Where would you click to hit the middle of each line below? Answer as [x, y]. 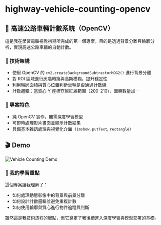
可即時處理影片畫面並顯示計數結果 [46, 123]
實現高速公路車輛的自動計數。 [43, 47]
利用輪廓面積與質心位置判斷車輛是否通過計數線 [59, 85]
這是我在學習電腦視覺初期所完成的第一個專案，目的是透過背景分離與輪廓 [78, 41]
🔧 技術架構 [18, 61]
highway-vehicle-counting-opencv [78, 9]
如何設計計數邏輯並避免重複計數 [44, 201]
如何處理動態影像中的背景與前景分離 [49, 195]
